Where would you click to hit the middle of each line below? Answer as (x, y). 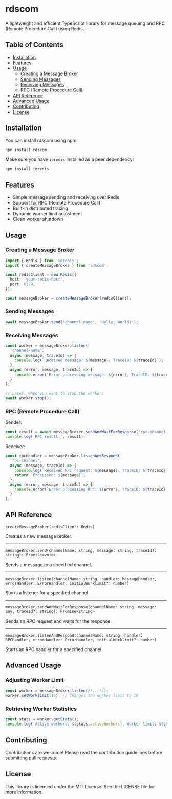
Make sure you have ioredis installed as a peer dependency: (70, 159)
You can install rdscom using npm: (42, 140)
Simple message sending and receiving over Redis (66, 197)
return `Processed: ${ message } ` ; (50, 475)
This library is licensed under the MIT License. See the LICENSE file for (80, 786)
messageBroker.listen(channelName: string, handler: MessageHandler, (81, 579)
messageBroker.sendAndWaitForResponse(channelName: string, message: (81, 607)
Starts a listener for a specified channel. (47, 593)
